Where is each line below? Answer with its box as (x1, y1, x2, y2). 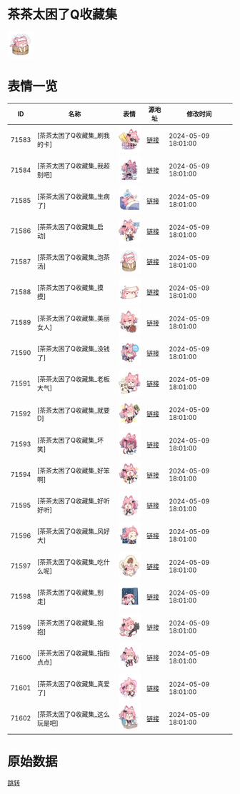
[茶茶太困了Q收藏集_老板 (36, 375, 110, 383)
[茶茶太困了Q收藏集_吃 (36, 558, 104, 566)
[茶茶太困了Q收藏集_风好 (36, 527, 110, 536)
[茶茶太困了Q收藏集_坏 (36, 436, 104, 444)
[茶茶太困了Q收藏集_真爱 (36, 679, 110, 688)
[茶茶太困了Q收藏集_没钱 (36, 344, 110, 353)
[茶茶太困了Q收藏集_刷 (36, 131, 104, 140)
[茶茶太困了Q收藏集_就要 (36, 406, 110, 414)
